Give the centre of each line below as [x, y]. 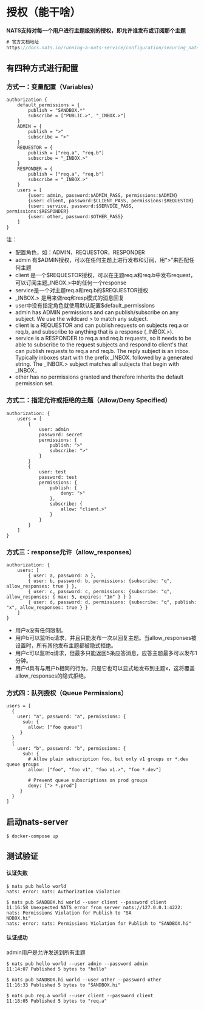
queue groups [23, 764]
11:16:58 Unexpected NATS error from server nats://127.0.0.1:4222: [95, 907]
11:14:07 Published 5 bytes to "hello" [57, 969]
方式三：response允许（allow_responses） [71, 552]
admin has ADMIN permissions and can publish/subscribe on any [97, 312]
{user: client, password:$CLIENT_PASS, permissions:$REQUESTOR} [111, 201]
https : [15, 47]
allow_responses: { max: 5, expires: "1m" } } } [69, 597]
